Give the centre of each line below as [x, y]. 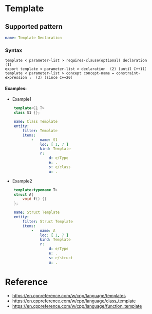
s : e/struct [61, 258]
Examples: [16, 88]
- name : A [43, 230]
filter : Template [40, 131]
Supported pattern [34, 27]
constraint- [128, 73]
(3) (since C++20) [54, 78]
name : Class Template [36, 122]
